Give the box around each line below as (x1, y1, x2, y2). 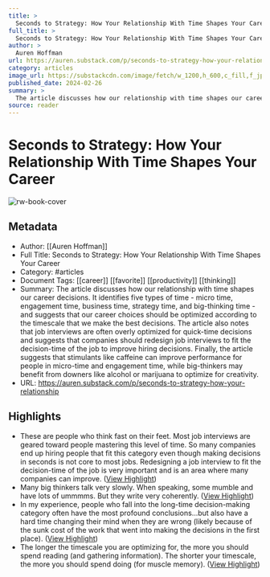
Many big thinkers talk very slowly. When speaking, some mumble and (19, 482, 254, 492)
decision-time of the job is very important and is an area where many (19, 465, 249, 475)
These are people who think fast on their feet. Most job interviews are (19, 431, 251, 440)
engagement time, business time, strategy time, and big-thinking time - (19, 301, 256, 310)
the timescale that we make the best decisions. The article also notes (19, 318, 249, 328)
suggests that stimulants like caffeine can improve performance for (19, 352, 243, 362)
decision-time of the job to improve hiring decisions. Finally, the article (19, 343, 253, 354)
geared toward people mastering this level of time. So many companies (19, 440, 256, 449)
